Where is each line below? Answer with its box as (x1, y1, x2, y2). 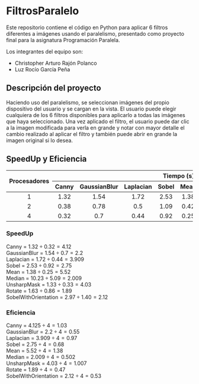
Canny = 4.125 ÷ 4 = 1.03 (6, 322, 68, 329)
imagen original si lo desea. (6, 137, 73, 144)
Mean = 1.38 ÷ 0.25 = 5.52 (6, 268, 71, 275)
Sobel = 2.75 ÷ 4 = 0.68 (6, 341, 65, 348)
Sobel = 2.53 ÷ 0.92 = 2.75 (6, 262, 72, 269)
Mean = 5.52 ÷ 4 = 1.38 (6, 347, 63, 354)
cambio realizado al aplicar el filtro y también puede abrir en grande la (6, 130, 178, 137)
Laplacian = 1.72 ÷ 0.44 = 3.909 (6, 256, 85, 263)
